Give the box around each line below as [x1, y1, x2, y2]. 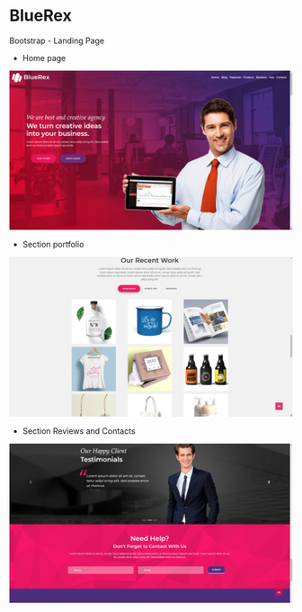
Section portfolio [22, 239, 84, 250]
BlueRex [9, 5, 72, 26]
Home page [22, 52, 67, 63]
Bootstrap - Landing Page [9, 35, 105, 46]
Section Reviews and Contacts [22, 425, 137, 436]
